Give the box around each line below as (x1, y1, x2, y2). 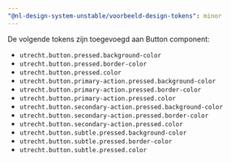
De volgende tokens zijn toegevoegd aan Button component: (7, 34, 210, 44)
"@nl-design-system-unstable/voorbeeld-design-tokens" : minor (7, 11, 222, 20)
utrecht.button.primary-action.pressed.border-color (19, 86, 202, 94)
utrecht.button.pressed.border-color (19, 60, 148, 68)
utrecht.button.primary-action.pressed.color (19, 94, 176, 102)
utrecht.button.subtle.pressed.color (19, 146, 148, 154)
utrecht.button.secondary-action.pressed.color (19, 120, 183, 128)
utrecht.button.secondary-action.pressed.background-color (19, 103, 224, 111)
